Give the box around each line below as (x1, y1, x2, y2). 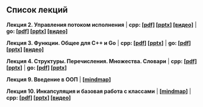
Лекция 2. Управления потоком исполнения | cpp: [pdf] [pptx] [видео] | (6, 21, 197, 28)
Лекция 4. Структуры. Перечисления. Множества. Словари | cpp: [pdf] (6, 57, 198, 64)
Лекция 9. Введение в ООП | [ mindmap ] (6, 75, 111, 83)
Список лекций (6, 5, 68, 15)
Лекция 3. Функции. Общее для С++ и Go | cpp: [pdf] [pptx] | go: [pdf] (6, 39, 191, 46)
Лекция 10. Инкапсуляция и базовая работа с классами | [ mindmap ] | (6, 88, 191, 95)
